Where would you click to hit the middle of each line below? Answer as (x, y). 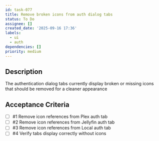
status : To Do (20, 19)
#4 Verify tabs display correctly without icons (59, 134)
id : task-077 (19, 10)
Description (24, 71)
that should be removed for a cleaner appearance (56, 89)
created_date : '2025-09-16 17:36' (41, 28)
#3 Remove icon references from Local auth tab (61, 128)
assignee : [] (19, 24)
